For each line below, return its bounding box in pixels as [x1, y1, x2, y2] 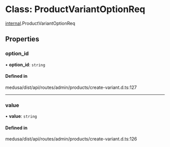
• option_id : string [5, 62, 46, 68]
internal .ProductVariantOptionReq [5, 20, 75, 26]
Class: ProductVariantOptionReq [5, 4, 146, 15]
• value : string [5, 113, 37, 119]
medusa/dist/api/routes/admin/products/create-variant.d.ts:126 [5, 136, 138, 142]
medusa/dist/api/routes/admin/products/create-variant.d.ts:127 [5, 84, 137, 90]
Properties [5, 35, 39, 43]
